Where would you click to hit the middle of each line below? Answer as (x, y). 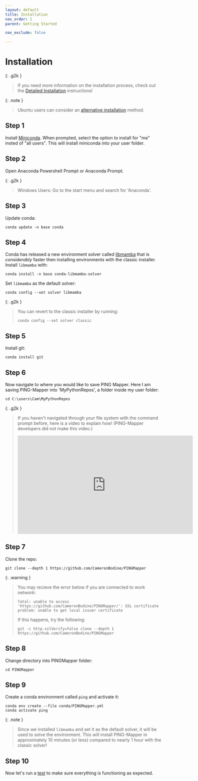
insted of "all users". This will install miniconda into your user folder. (75, 143)
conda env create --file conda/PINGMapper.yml (54, 706)
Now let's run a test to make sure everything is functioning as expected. (79, 773)
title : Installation (27, 14)
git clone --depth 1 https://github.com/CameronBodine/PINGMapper (76, 568)
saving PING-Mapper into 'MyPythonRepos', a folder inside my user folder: (82, 390)
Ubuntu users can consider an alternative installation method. (81, 110)
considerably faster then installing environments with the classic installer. (80, 260)
